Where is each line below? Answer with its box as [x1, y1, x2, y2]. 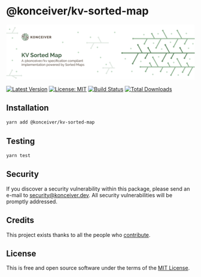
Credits [6, 215, 35, 225]
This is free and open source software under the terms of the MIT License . [6, 264, 190, 272]
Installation [6, 103, 49, 113]
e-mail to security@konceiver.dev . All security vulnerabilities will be [6, 191, 172, 198]
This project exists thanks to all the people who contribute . [6, 231, 151, 238]
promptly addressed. [6, 198, 58, 205]
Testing [6, 136, 35, 146]
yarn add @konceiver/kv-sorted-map [6, 119, 95, 125]
